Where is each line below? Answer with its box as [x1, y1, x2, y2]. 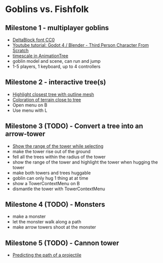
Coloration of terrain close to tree [12, 96, 81, 102]
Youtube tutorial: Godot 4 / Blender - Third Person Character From [12, 42, 149, 48]
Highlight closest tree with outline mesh [12, 91, 94, 97]
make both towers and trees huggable [12, 170, 91, 176]
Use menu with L [12, 107, 47, 113]
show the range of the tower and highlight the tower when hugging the [12, 159, 158, 165]
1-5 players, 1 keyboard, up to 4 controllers [12, 64, 101, 69]
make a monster [12, 213, 46, 219]
